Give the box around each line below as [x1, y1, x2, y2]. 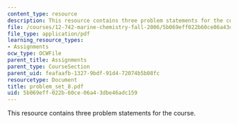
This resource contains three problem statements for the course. [7, 109, 196, 118]
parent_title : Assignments [7, 57, 87, 64]
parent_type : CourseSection [7, 63, 91, 70]
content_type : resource [7, 10, 78, 18]
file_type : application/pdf [7, 30, 91, 38]
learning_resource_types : [7, 37, 84, 44]
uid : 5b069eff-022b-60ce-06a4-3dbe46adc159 [7, 89, 138, 96]
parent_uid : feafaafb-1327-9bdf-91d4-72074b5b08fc [7, 69, 160, 77]
